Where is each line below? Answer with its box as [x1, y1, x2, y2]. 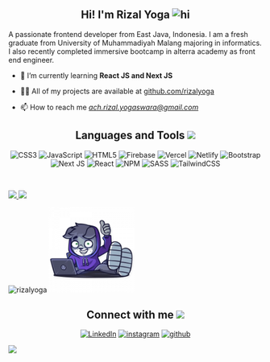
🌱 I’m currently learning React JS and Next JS [19, 70, 173, 80]
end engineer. [8, 55, 55, 64]
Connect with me [85, 308, 175, 322]
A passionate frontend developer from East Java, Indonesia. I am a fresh [8, 29, 248, 39]
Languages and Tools [75, 129, 185, 142]
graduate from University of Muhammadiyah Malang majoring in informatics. [8, 38, 262, 47]
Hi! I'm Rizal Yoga [80, 8, 171, 22]
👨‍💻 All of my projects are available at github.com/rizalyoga [19, 86, 215, 96]
